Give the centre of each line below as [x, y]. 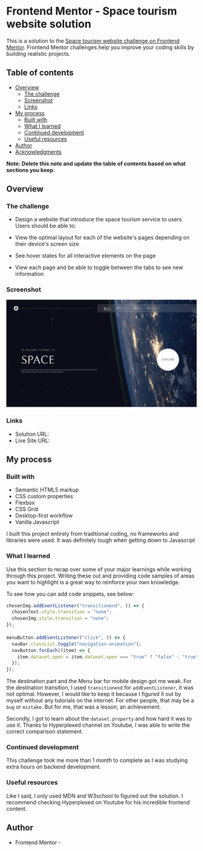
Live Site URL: [32, 440]
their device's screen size [47, 244]
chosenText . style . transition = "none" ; [62, 612]
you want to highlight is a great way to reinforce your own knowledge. [93, 582]
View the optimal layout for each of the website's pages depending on [102, 238]
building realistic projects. [38, 53]
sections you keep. [31, 170]
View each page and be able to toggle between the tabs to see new [99, 267]
